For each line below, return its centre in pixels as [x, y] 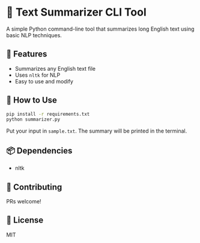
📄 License [25, 220]
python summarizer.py [33, 119]
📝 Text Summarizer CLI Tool [77, 12]
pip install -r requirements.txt [48, 114]
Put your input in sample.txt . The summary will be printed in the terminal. [97, 131]
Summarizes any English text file [55, 68]
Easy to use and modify [44, 81]
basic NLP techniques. [34, 35]
